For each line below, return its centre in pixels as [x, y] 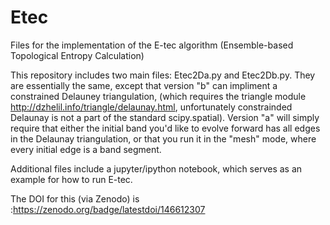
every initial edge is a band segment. [86, 149]
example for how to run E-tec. [71, 179]
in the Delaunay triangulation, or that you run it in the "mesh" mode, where [163, 138]
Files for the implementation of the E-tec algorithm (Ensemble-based [152, 45]
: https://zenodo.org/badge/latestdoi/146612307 [108, 209]
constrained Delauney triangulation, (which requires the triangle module [158, 96]
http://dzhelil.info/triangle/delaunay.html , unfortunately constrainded [151, 107]
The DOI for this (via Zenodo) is [75, 198]
